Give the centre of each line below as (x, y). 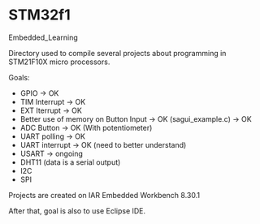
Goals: (19, 77)
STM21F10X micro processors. (59, 62)
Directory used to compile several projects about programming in (117, 53)
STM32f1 (39, 15)
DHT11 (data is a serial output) (70, 162)
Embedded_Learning (43, 37)
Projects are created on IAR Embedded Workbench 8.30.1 (104, 195)
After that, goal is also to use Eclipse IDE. (77, 211)
